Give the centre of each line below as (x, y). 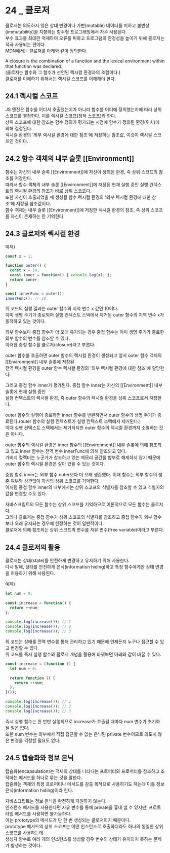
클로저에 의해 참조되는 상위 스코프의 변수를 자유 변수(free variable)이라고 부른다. (85, 530)
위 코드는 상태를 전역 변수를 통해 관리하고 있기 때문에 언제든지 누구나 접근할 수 (82, 642)
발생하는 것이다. (26, 845)
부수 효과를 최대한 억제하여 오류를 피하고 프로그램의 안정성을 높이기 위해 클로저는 (85, 38)
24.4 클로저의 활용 (33, 547)
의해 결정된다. (19, 128)
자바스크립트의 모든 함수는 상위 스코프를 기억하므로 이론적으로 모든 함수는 (78, 505)
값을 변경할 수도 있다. (26, 494)
